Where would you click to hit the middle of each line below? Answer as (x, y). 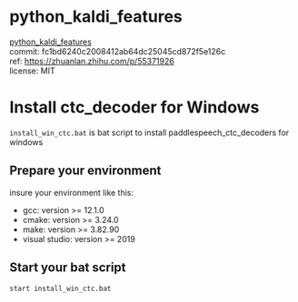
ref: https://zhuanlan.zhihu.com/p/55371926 (92, 61)
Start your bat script (68, 268)
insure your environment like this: (72, 192)
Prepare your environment (85, 171)
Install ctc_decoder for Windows (134, 107)
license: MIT (33, 71)
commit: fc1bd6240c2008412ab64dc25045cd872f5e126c (118, 51)
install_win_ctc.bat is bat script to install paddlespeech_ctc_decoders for (149, 132)
